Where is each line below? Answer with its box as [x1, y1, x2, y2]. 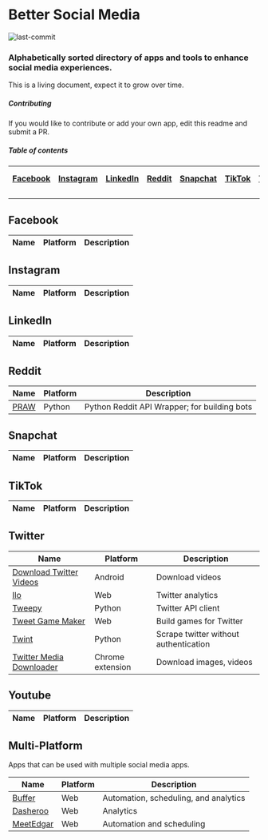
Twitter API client [156, 602, 220, 613]
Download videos [156, 571, 222, 583]
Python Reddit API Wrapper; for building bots [84, 401, 253, 412]
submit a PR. [8, 127, 50, 137]
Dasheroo [12, 806, 49, 817]
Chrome [94, 651, 125, 663]
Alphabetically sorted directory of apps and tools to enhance [8, 52, 249, 63]
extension [94, 661, 132, 672]
